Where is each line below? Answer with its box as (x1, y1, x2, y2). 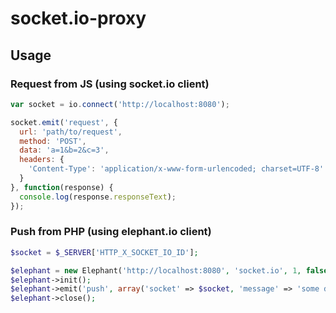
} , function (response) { (10, 182, 114, 192)
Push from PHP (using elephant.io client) (10, 225, 212, 239)
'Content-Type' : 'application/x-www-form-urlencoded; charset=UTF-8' (28, 164, 325, 174)
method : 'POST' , (19, 136, 87, 146)
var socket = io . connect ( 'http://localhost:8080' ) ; (10, 99, 230, 109)
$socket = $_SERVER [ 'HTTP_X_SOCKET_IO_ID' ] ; (10, 247, 199, 257)
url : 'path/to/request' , (19, 127, 123, 137)
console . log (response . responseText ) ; (19, 192, 177, 202)
